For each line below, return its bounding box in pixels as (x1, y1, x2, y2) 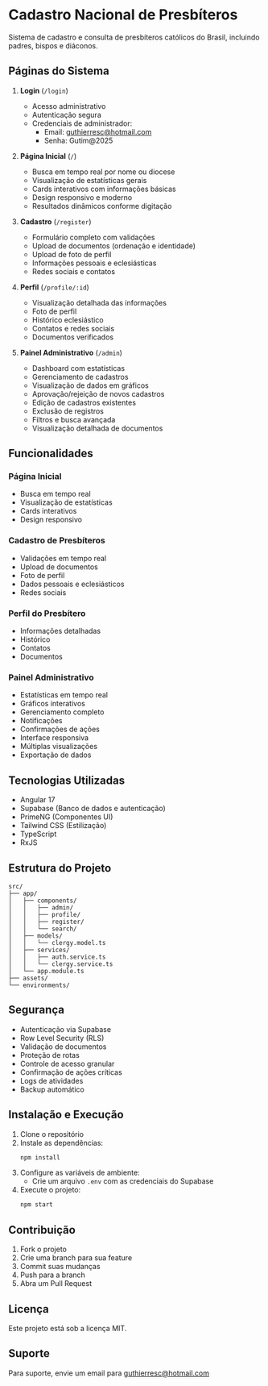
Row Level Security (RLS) (19, 1033, 105, 1043)
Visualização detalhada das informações (31, 298, 167, 307)
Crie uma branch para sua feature (19, 1253, 133, 1263)
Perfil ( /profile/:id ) (19, 282, 90, 292)
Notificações (19, 716, 63, 726)
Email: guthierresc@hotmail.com (43, 127, 152, 136)
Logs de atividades (19, 1076, 84, 1085)
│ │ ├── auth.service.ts (8, 953, 106, 961)
